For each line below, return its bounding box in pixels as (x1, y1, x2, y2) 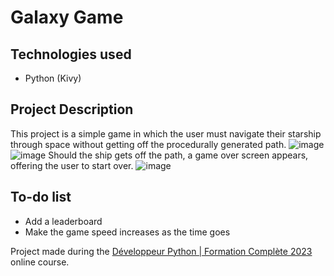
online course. (10, 256, 70, 268)
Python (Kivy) (24, 72, 82, 84)
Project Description (10, 101, 134, 118)
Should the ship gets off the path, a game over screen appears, (48, 149, 309, 161)
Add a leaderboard (24, 215, 103, 227)
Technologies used (10, 46, 132, 63)
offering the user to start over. (10, 159, 134, 171)
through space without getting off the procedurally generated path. (10, 138, 287, 150)
